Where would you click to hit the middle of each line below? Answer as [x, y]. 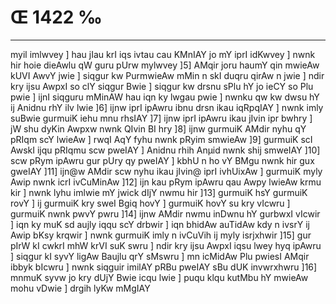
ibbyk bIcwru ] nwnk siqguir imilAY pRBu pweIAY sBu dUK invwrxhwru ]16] [164, 267]
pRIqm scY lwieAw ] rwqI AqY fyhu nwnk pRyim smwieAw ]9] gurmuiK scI [161, 139]
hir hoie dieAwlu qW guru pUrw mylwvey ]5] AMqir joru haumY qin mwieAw [165, 65]
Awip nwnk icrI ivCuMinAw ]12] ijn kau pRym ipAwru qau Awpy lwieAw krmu [166, 182]
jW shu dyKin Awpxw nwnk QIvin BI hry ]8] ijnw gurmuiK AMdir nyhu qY [158, 128]
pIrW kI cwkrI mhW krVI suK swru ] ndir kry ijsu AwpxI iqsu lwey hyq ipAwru [166, 245]
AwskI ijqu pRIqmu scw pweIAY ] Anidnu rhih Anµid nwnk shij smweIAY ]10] [165, 150]
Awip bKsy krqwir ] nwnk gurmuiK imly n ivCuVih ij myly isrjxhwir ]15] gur [161, 235]
